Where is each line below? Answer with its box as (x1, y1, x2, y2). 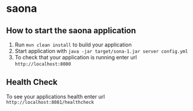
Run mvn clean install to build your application (14, 41, 132, 48)
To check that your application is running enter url (14, 54, 137, 61)
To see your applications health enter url (6, 93, 105, 100)
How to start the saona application (6, 26, 137, 36)
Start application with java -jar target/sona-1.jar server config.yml (14, 47, 188, 55)
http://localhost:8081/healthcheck (6, 99, 94, 105)
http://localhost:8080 (14, 61, 71, 67)
